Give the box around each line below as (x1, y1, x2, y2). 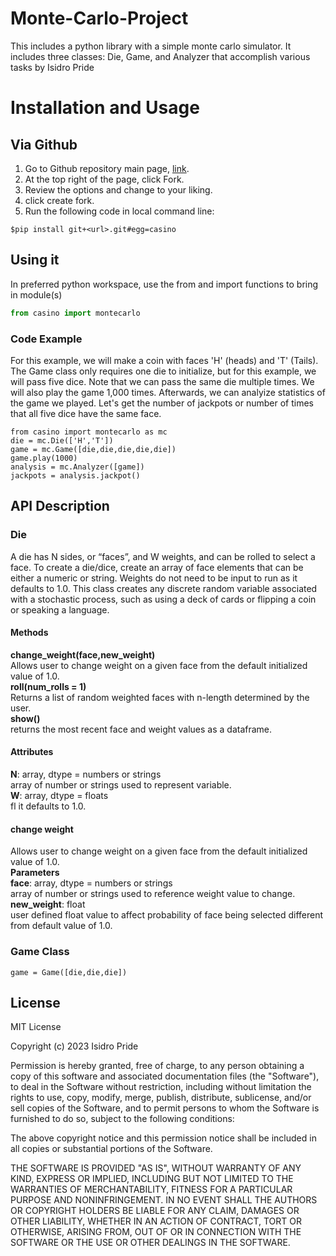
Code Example (10, 332, 83, 346)
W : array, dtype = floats (10, 790, 109, 802)
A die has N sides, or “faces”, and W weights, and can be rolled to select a (10, 550, 316, 562)
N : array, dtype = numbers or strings (10, 768, 162, 781)
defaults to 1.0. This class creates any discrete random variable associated (10, 582, 318, 594)
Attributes (10, 746, 54, 758)
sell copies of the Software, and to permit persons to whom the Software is (10, 1102, 320, 1114)
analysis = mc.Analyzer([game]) (10, 462, 145, 472)
